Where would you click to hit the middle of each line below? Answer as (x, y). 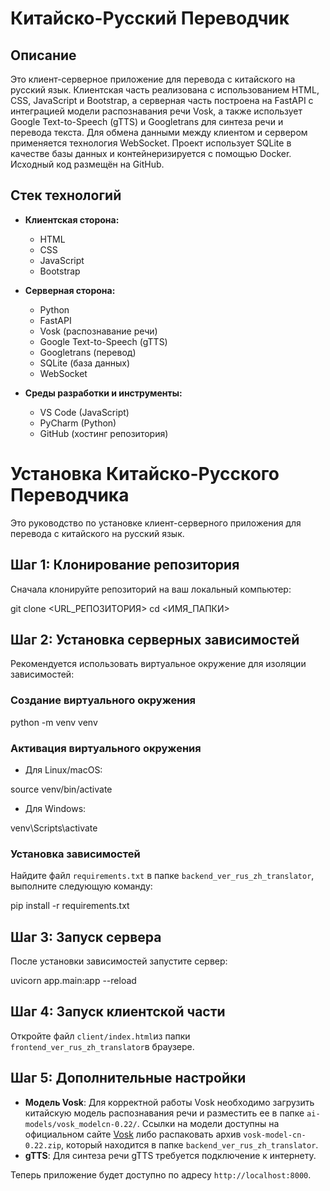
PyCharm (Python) (78, 423)
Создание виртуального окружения (103, 700)
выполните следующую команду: (81, 886)
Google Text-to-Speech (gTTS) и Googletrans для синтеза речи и (147, 121)
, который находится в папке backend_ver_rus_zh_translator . (190, 1144)
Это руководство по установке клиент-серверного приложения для (156, 523)
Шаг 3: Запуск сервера (86, 937)
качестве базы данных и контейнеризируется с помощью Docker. (151, 153)
